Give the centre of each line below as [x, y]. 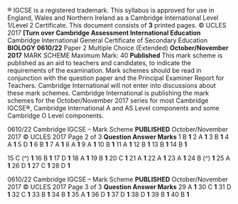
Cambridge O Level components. [56, 115]
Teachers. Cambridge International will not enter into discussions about [112, 85]
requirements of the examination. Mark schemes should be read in [104, 70]
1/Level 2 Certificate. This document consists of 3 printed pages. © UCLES [117, 25]
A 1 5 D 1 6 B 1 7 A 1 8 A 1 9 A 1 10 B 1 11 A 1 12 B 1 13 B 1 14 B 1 [97, 144]
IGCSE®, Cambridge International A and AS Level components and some [113, 108]
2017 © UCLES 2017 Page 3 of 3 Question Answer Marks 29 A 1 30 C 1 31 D [119, 187]
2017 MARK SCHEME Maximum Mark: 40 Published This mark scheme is [115, 55]
